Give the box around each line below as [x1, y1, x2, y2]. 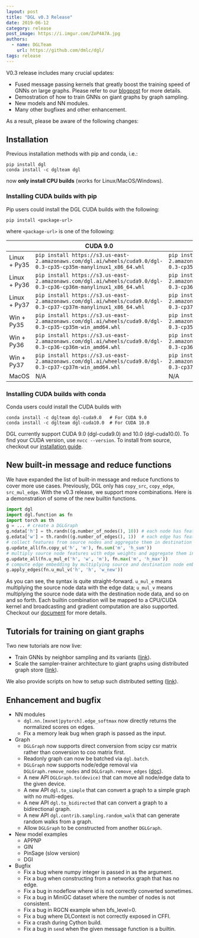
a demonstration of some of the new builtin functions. [6, 495, 137, 502]
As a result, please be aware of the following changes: [6, 117, 139, 125]
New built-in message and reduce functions [6, 460, 172, 470]
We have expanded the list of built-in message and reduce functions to [6, 476, 179, 483]
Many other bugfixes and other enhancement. [14, 106, 127, 113]
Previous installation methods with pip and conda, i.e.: [6, 150, 138, 157]
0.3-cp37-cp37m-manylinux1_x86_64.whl [35, 303, 145, 310]
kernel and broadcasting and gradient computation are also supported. [6, 603, 179, 610]
